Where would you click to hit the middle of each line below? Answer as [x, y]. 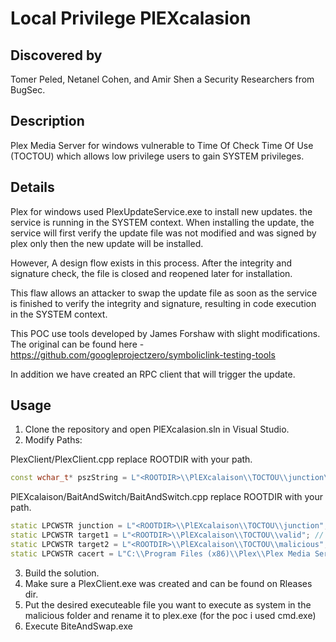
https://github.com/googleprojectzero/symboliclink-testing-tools [143, 354]
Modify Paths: [53, 440]
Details [32, 187]
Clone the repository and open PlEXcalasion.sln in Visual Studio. [157, 429]
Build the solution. [62, 573]
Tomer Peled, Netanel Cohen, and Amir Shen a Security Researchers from [162, 79]
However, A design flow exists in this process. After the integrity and [151, 263]
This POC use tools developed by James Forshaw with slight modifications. [165, 333]
